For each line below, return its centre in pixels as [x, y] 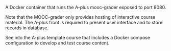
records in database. [27, 28]
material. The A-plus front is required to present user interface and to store [84, 22]
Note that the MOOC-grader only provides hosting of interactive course [80, 17]
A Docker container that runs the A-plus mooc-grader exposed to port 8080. [86, 7]
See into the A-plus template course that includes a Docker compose [78, 38]
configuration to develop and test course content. [57, 43]
